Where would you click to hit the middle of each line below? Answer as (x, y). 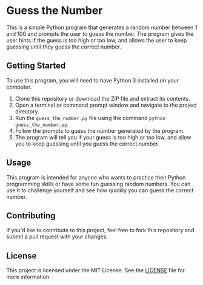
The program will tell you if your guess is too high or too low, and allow (103, 137)
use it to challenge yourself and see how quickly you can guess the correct (100, 190)
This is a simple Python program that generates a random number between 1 (102, 27)
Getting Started (36, 66)
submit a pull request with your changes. (57, 236)
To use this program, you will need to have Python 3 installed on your (93, 80)
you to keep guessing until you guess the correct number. (87, 144)
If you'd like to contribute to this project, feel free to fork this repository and (100, 230)
